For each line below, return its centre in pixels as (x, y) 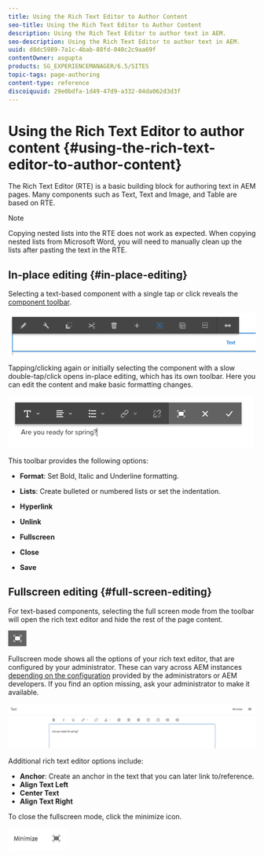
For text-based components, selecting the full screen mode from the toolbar (131, 611)
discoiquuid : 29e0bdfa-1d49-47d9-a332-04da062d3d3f (94, 91)
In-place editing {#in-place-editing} (98, 275)
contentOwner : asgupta (45, 58)
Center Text (39, 793)
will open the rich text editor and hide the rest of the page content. (115, 619)
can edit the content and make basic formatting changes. (101, 384)
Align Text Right (46, 801)
